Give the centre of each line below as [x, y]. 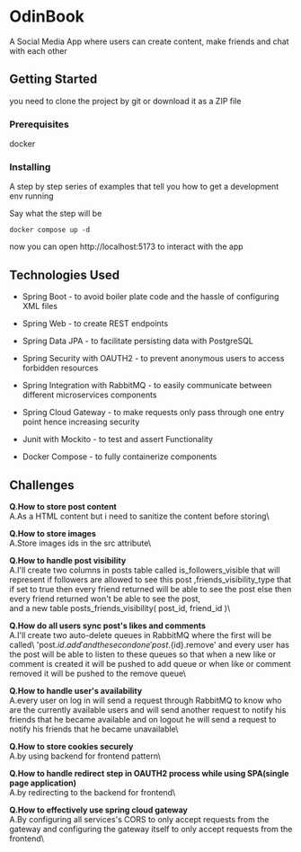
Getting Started [53, 80]
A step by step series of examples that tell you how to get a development [144, 187]
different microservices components [89, 395]
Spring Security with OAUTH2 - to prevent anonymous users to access [153, 359]
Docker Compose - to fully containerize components [120, 457]
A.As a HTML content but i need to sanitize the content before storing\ [139, 516]
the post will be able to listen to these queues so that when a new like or [143, 654]
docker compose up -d [50, 230]
